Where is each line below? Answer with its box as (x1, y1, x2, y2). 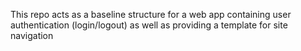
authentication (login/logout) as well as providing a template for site (10, 19, 288, 31)
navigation (10, 30, 54, 41)
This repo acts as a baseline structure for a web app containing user (10, 9, 292, 20)
